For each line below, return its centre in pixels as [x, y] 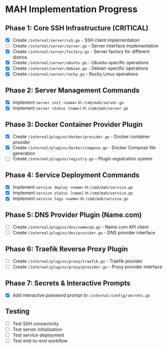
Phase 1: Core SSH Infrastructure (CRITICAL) [77, 28]
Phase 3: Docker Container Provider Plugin [74, 124]
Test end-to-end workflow [40, 341]
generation [24, 153]
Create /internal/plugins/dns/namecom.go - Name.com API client [80, 227]
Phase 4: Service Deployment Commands [72, 175]
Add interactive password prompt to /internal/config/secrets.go [81, 295]
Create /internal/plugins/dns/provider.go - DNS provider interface [84, 233]
